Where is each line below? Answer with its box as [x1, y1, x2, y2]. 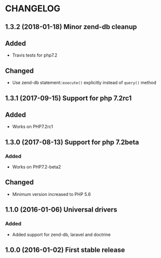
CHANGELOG [5, 3, 60, 14]
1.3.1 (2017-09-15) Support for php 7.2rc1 [5, 94, 132, 102]
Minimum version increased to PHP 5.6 [12, 191, 91, 197]
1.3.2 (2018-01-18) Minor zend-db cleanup [5, 23, 137, 31]
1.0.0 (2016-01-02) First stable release [5, 246, 125, 254]
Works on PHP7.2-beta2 [12, 164, 61, 170]
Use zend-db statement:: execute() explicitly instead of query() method [12, 80, 157, 86]
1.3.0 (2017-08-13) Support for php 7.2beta [5, 138, 139, 146]
